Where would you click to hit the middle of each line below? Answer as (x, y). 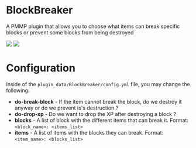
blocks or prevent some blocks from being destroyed (70, 32)
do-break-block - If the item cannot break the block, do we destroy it (98, 101)
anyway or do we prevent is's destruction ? (66, 108)
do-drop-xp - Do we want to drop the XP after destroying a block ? (95, 114)
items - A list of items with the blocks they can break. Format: (89, 132)
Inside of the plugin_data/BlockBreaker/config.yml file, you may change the (98, 84)
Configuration (41, 68)
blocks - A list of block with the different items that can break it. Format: (102, 120)
